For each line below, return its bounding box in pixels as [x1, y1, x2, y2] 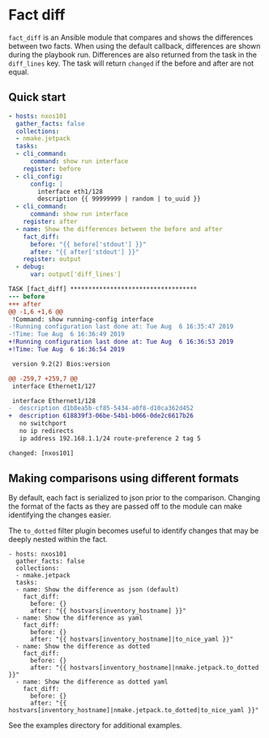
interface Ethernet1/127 [11, 382, 96, 390]
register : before [23, 165, 82, 173]
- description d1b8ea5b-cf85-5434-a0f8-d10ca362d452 [8, 404, 194, 413]
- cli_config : [15, 172, 63, 180]
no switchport [19, 419, 67, 427]
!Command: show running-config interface [11, 315, 154, 324]
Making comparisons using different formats [8, 472, 239, 486]
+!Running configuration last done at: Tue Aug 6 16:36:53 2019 [8, 338, 233, 346]
